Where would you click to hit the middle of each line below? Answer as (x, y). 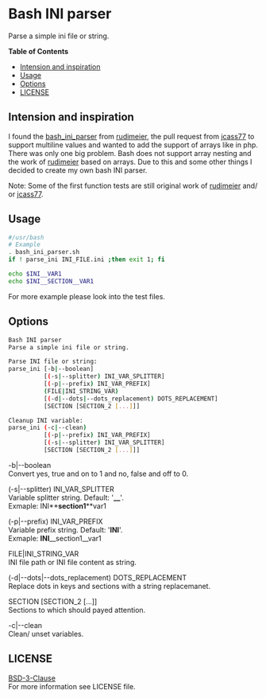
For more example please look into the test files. (87, 296)
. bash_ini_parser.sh (44, 252)
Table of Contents (39, 51)
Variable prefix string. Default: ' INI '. (66, 529)
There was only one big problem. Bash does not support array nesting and (130, 153)
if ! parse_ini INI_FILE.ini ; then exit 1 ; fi (87, 259)
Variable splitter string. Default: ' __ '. (66, 497)
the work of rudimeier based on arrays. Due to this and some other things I (130, 162)
